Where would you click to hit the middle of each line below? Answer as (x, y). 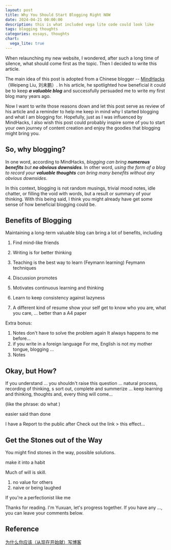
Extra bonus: (19, 323)
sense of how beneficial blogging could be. (51, 204)
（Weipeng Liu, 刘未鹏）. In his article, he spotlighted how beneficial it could (86, 85)
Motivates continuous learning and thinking (58, 288)
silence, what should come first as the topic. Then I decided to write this (81, 63)
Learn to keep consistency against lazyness (59, 298)
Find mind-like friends (36, 243)
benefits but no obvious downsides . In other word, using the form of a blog (86, 167)
